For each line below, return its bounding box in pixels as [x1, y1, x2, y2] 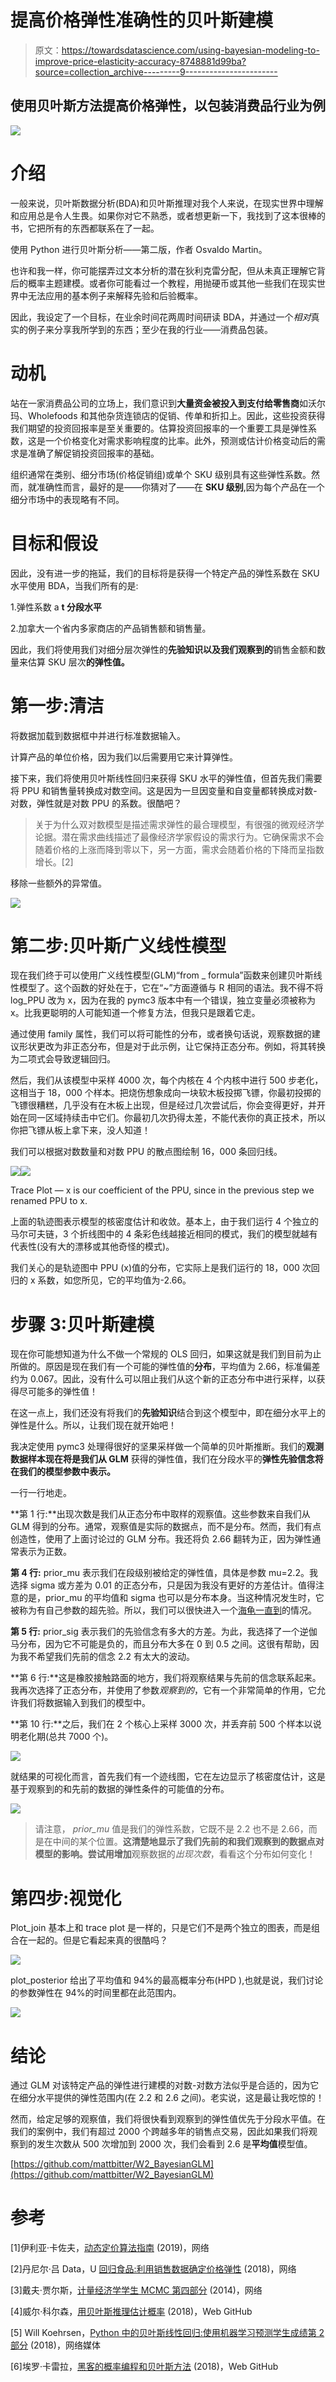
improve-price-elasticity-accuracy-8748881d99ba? [34, 55, 247, 67]
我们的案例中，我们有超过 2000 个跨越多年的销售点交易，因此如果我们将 [10, 2126, 309, 2138]
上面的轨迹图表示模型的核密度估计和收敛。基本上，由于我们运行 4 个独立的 [10, 1216, 319, 1228]
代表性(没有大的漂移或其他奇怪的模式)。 [10, 1241, 175, 1253]
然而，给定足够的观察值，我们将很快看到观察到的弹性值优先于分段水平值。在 [10, 2113, 326, 2125]
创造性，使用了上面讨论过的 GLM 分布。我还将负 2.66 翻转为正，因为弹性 [10, 1533, 313, 1545]
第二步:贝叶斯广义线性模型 [10, 934, 227, 957]
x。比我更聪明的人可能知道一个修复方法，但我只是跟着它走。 [10, 1007, 261, 1019]
